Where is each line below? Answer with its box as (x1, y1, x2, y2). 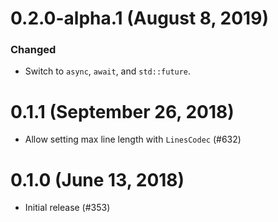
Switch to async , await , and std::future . (24, 65, 192, 77)
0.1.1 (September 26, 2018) (10, 100, 235, 123)
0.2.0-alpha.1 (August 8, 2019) (10, 7, 269, 30)
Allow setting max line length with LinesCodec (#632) (24, 133, 242, 146)
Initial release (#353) (24, 202, 111, 214)
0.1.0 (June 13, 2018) (10, 168, 185, 191)
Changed (10, 43, 57, 57)
